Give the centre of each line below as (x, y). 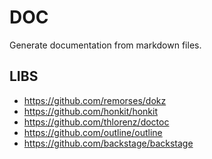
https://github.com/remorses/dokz (95, 100)
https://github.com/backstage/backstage (108, 143)
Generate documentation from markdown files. (105, 45)
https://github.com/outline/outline (93, 132)
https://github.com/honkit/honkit (90, 111)
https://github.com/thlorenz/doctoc (96, 122)
